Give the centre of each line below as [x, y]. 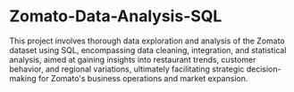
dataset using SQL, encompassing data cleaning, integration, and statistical [148, 50]
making [23, 78]
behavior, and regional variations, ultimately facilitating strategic [127, 69]
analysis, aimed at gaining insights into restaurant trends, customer [133, 59]
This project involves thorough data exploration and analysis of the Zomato [147, 41]
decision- [264, 69]
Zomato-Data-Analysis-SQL [116, 16]
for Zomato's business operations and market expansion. [143, 78]
